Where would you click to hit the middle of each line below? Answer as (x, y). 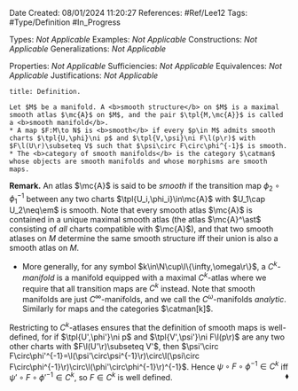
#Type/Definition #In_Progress (65, 22)
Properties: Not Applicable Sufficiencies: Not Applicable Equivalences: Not (145, 66)
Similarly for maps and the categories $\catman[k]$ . (118, 309)
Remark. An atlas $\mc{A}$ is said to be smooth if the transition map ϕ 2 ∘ (145, 187)
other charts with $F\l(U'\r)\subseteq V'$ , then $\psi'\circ (114, 346)
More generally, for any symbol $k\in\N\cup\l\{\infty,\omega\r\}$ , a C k (149, 266)
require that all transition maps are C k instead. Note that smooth (138, 287)
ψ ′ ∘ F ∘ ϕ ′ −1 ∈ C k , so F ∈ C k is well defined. (91, 376)
